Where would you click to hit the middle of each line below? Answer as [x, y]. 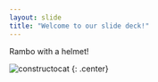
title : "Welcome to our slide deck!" [79, 26]
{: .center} [90, 69]
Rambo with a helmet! [49, 51]
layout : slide [36, 17]
